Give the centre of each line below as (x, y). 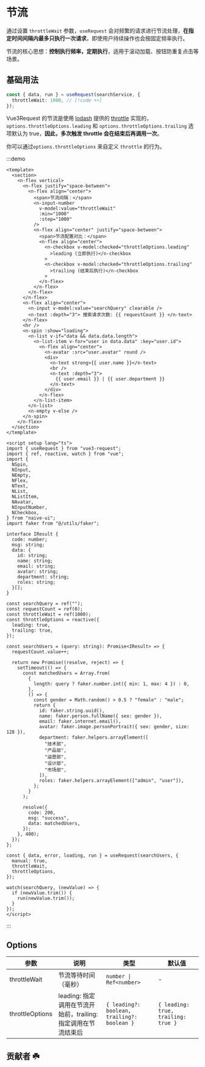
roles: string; (37, 582)
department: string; (43, 577)
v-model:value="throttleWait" (77, 209)
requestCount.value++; (41, 652)
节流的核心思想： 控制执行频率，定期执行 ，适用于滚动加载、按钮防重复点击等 (103, 51)
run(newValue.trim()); (46, 899)
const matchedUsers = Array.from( (67, 673)
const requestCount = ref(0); (45, 609)
